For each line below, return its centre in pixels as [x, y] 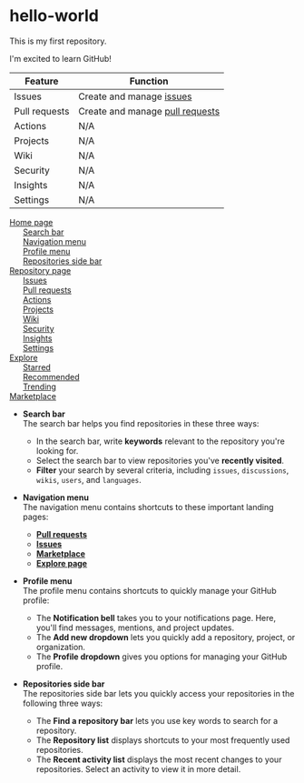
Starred [37, 367]
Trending [39, 386]
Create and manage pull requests [149, 111]
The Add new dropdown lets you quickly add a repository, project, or [166, 637]
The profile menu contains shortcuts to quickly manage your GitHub [149, 590]
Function [149, 81]
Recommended [51, 376]
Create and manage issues [135, 96]
